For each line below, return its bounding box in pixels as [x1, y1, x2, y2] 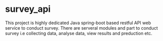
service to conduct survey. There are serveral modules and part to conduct [5, 25, 158, 31]
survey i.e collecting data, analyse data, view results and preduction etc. [5, 30, 152, 36]
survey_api [5, 3, 51, 15]
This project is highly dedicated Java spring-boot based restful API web [5, 20, 152, 26]
